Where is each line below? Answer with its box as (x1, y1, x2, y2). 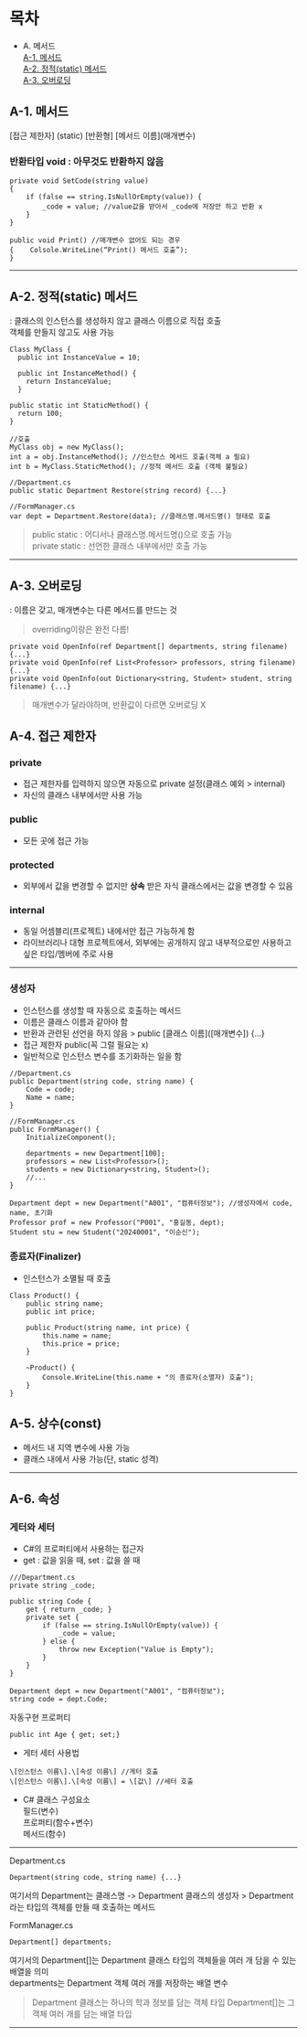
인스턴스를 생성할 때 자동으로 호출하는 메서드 (22, 1005, 183, 1016)
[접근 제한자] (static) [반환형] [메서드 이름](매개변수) (9, 130, 196, 141)
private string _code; (9, 1581, 96, 1591)
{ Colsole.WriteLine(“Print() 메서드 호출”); (9, 246, 189, 255)
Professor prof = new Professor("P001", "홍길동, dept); (9, 1218, 226, 1227)
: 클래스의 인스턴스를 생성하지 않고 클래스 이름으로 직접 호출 (9, 315, 222, 325)
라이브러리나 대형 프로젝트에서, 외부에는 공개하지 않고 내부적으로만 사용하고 (22, 937, 292, 948)
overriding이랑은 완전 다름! (31, 624, 130, 635)
